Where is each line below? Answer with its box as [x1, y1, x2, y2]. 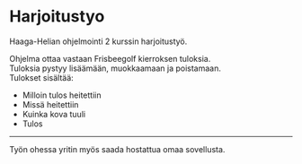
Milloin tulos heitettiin [22, 90, 102, 100]
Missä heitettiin [22, 99, 79, 109]
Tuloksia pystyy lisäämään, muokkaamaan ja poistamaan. [9, 63, 222, 73]
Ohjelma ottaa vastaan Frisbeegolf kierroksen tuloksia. [9, 53, 211, 64]
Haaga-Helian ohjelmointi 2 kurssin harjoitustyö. [9, 36, 188, 47]
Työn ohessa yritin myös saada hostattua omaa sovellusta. [9, 143, 226, 154]
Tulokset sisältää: [9, 72, 74, 82]
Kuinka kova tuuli [22, 108, 86, 119]
